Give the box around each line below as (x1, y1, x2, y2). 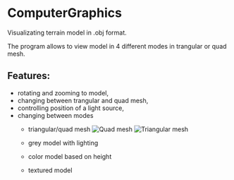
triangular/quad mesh (27, 125, 91, 133)
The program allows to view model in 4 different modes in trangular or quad (7, 42, 227, 50)
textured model (27, 166, 73, 174)
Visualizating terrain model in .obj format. (7, 28, 127, 37)
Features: (7, 70, 51, 82)
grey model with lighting (27, 138, 99, 147)
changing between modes (17, 111, 94, 119)
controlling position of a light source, (17, 104, 125, 112)
